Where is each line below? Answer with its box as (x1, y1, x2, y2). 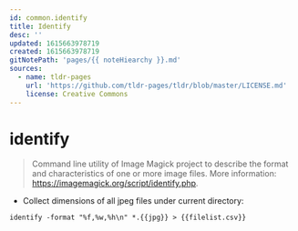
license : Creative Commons (26, 89, 128, 98)
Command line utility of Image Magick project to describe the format (31, 158, 289, 169)
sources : (9, 65, 43, 74)
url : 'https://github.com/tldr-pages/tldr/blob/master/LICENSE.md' (26, 81, 287, 90)
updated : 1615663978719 (9, 38, 100, 48)
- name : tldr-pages (17, 73, 92, 82)
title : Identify (9, 22, 71, 31)
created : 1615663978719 (9, 47, 100, 56)
